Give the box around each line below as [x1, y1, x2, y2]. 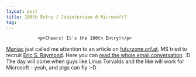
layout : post [6, 8, 38, 15]
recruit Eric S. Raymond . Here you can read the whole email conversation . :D [6, 52, 191, 59]
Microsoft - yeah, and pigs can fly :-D [6, 64, 97, 71]
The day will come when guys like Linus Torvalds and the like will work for [6, 58, 184, 65]
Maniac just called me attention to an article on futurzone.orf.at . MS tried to [6, 45, 187, 52]
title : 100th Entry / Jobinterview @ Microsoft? [6, 14, 127, 20]
